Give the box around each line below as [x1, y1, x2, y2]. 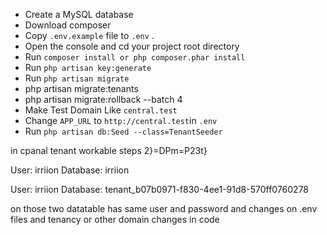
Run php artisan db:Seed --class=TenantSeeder [24, 125, 223, 137]
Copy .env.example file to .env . [24, 30, 155, 41]
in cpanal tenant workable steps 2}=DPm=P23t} [10, 145, 208, 156]
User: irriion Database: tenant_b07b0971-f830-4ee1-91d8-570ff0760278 [10, 184, 310, 195]
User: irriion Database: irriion [10, 164, 130, 176]
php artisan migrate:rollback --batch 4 [24, 94, 183, 105]
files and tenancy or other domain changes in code [10, 214, 220, 225]
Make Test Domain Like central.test [24, 104, 178, 116]
